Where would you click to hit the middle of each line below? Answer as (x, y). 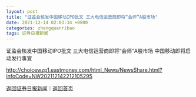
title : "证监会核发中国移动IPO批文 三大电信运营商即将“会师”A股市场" (82, 17)
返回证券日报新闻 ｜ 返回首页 (40, 88)
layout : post (22, 11)
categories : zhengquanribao (41, 28)
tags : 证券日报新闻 (27, 34)
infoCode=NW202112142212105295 (49, 76)
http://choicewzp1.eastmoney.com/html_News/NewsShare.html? (84, 70)
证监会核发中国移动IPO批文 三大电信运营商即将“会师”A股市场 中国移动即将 (96, 51)
